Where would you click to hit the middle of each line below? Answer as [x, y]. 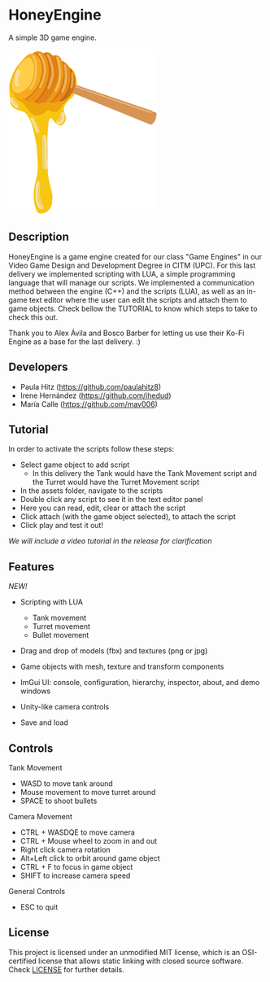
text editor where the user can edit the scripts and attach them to [138, 299]
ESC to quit [39, 907]
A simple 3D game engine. [53, 37]
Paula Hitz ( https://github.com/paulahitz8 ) [91, 386]
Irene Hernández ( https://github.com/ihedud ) [96, 395]
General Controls [37, 891]
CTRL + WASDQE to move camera [78, 832]
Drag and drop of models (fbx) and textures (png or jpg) [114, 651]
